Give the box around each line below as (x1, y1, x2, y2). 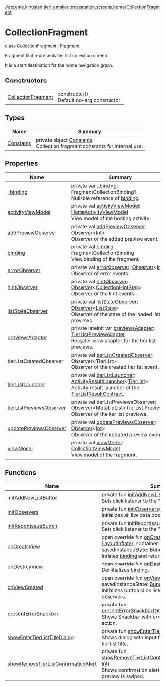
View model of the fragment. (71, 451, 137, 458)
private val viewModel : (71, 439, 123, 446)
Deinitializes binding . (101, 566, 149, 573)
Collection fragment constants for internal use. (36, 143, 143, 150)
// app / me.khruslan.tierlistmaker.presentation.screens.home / (5, 4, 127, 10)
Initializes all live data (101, 512, 151, 519)
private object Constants (36, 136, 93, 143)
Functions (5, 468, 37, 477)
